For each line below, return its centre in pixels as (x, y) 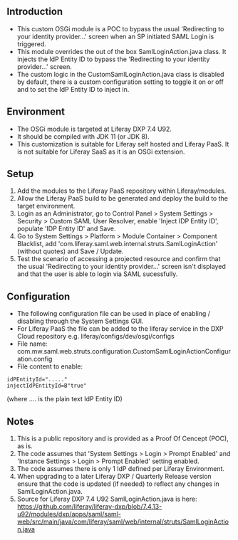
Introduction (35, 12)
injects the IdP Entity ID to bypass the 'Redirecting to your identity (113, 59)
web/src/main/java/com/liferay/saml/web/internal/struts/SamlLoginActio (123, 522)
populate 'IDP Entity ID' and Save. (66, 229)
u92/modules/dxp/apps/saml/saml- (69, 514)
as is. (25, 446)
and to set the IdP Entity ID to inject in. (73, 89)
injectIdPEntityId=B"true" (47, 386)
